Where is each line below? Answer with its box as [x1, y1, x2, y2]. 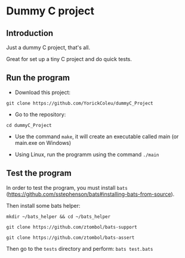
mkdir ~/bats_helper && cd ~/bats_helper [6, 214, 111, 220]
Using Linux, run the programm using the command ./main [14, 151, 159, 158]
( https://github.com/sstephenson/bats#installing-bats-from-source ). [6, 190, 175, 198]
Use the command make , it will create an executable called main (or [14, 133, 179, 140]
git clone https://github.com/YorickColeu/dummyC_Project [6, 100, 153, 106]
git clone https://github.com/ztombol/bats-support [6, 224, 137, 230]
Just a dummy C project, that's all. [6, 44, 91, 51]
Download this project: [14, 89, 70, 96]
